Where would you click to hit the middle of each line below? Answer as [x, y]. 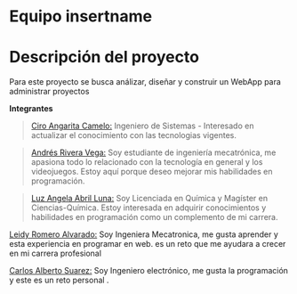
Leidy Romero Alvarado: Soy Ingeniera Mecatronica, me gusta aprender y [144, 234]
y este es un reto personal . [59, 280]
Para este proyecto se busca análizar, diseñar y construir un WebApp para [145, 82]
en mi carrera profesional [56, 253]
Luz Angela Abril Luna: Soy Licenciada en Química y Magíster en [149, 199]
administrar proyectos [49, 92]
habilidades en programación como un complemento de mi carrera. [154, 217]
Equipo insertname [81, 16]
